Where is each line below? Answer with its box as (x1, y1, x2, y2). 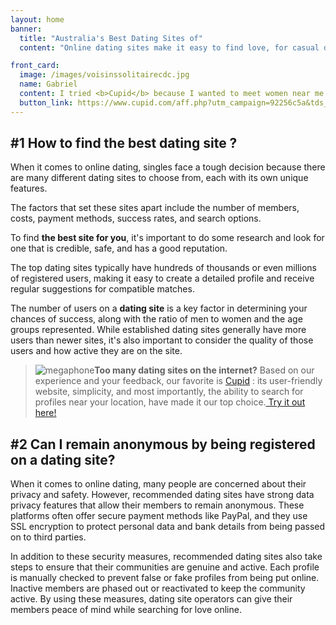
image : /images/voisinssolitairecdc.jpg (19, 70, 190, 80)
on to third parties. (10, 531, 87, 543)
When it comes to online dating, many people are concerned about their (10, 478, 307, 490)
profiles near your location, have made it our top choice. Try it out (34, 396, 306, 408)
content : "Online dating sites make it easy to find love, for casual (19, 42, 320, 53)
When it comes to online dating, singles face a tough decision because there (10, 161, 326, 173)
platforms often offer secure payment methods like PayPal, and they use (10, 510, 308, 522)
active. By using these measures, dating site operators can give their (10, 593, 293, 605)
